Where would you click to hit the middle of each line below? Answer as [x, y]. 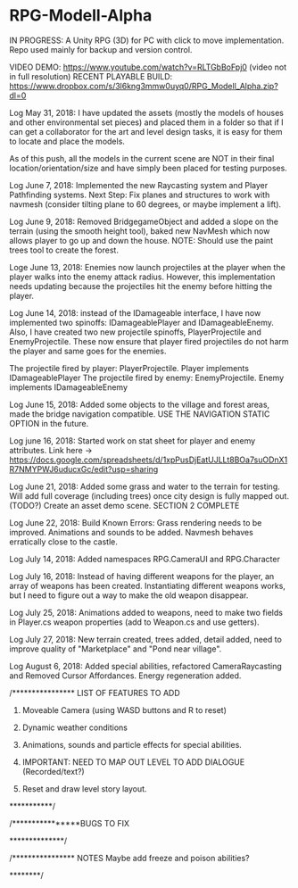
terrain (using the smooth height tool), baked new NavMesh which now [140, 231]
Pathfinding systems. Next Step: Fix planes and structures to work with [140, 195]
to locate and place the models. [67, 141]
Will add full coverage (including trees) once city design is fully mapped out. [149, 495]
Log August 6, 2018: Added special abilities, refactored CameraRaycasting [146, 666]
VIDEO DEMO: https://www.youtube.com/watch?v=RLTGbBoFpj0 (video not [148, 67]
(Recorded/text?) [53, 771]
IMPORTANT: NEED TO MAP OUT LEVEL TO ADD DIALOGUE [133, 762]
